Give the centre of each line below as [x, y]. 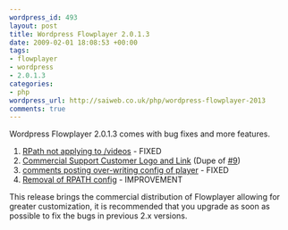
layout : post [34, 26]
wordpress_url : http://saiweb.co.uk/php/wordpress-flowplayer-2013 [138, 100]
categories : [31, 84]
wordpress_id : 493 [43, 17]
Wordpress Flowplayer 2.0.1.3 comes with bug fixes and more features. [140, 134]
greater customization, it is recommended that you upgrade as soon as [140, 207]
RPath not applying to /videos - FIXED [92, 152]
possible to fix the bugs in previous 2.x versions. [98, 216]
